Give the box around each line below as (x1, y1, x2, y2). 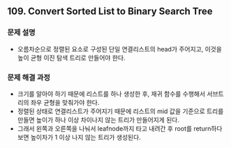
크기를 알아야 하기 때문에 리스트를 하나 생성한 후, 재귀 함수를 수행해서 (17, 90, 206, 98)
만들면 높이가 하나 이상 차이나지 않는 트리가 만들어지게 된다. (17, 115, 180, 124)
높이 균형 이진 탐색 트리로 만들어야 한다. (17, 54, 126, 62)
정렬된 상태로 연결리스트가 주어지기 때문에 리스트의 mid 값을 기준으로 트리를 (17, 107, 224, 115)
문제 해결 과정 (7, 72, 51, 82)
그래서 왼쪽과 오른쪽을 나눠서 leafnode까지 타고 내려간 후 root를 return (17, 124, 211, 133)
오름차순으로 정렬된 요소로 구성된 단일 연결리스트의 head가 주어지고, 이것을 (17, 44, 222, 53)
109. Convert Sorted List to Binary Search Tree (7, 6, 213, 17)
